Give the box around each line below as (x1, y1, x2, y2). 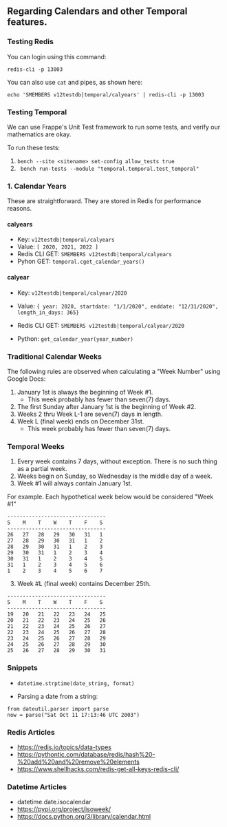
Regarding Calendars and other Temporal (7, 6, 188, 17)
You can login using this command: (7, 52, 107, 61)
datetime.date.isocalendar (17, 798, 91, 806)
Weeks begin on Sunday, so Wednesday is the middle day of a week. (17, 472, 213, 481)
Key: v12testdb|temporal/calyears (17, 235, 115, 244)
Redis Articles (7, 727, 55, 737)
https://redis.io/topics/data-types (17, 743, 112, 751)
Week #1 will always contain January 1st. (17, 479, 133, 488)
